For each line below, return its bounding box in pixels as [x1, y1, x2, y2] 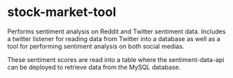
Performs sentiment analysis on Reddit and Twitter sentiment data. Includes [7, 27, 226, 36]
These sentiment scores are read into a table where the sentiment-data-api [7, 55, 225, 63]
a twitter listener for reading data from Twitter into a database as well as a [7, 34, 221, 42]
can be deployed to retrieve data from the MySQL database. [7, 63, 181, 71]
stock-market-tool [7, 4, 116, 20]
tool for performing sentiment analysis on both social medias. [7, 42, 185, 50]
